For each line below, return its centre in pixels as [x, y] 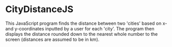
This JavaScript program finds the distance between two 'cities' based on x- [86, 23]
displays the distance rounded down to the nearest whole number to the [82, 34]
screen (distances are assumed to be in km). [52, 39]
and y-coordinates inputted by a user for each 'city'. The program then [80, 28]
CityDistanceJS [39, 9]
